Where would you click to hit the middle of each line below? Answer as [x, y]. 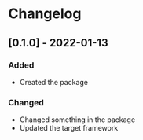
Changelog [45, 14]
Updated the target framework [69, 128]
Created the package [54, 82]
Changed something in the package [77, 120]
